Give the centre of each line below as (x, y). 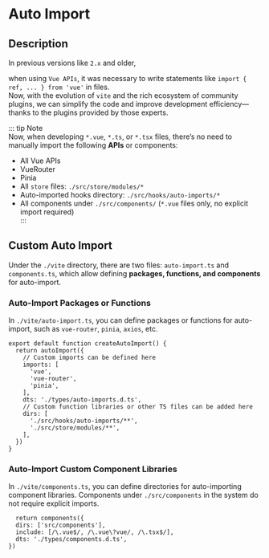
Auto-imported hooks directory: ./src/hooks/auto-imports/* (120, 195)
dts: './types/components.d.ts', (71, 540)
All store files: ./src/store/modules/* (82, 186)
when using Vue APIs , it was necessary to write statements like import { (128, 78)
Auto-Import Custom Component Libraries (93, 469)
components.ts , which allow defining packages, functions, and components (134, 273)
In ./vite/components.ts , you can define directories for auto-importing (125, 487)
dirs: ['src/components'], (61, 525)
